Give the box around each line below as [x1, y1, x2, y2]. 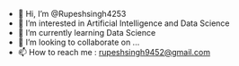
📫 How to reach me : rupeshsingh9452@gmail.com [17, 47, 211, 57]
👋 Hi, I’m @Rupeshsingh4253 [17, 9, 127, 19]
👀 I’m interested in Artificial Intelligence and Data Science [17, 18, 231, 29]
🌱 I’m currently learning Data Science [17, 28, 156, 37]
